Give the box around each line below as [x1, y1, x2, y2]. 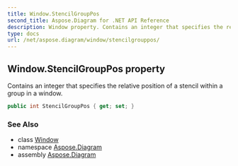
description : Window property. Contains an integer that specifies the [7, 23, 223, 30]
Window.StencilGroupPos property [7, 63, 165, 75]
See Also [7, 119, 39, 129]
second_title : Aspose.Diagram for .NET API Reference [7, 17, 170, 24]
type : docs [7, 30, 40, 37]
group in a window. [7, 89, 63, 97]
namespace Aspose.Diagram [17, 143, 103, 152]
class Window [17, 136, 59, 144]
